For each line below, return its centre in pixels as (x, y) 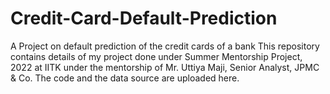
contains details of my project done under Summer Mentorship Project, (156, 56)
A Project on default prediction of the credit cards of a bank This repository (165, 46)
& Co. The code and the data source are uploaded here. (125, 78)
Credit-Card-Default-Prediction (144, 18)
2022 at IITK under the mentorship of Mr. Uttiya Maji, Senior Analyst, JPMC (165, 67)
